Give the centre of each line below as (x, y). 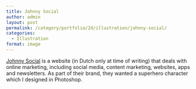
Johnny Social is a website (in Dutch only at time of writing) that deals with (97, 61)
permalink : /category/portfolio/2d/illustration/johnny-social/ (87, 28)
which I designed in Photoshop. (44, 79)
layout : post (22, 22)
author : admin (24, 17)
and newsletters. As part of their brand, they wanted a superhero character (97, 73)
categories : (21, 33)
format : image (24, 44)
